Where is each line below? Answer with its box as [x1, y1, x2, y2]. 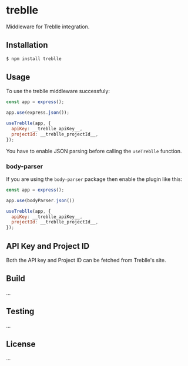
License [6, 339, 36, 349]
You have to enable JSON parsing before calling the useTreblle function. [6, 147, 182, 154]
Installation [6, 40, 48, 50]
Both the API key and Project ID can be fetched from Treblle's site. [6, 257, 166, 264]
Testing [6, 306, 35, 316]
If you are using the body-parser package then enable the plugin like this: [6, 175, 183, 183]
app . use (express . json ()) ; [6, 110, 69, 116]
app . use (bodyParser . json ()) [6, 197, 75, 203]
